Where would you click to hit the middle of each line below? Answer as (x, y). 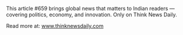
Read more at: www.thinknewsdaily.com (55, 26)
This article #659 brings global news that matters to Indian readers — (91, 8)
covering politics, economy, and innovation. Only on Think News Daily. (91, 15)
